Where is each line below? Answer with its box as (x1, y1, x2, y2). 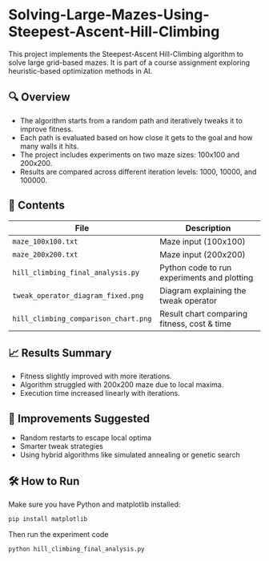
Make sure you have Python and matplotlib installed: (8, 499, 181, 509)
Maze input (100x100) (159, 236, 246, 247)
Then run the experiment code (8, 529, 109, 539)
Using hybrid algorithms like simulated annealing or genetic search (19, 450, 240, 460)
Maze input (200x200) (159, 248, 246, 260)
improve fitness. (19, 124, 74, 134)
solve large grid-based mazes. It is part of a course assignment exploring (8, 58, 251, 67)
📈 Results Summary (8, 346, 112, 360)
